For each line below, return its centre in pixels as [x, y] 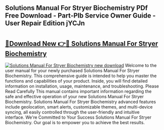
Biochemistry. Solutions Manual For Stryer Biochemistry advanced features [81, 102]
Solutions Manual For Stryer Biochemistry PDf [76, 8]
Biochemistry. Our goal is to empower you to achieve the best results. [75, 122]
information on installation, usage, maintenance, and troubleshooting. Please [82, 86]
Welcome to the [141, 65]
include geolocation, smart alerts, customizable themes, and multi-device [79, 107]
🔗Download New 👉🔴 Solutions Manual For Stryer [82, 43]
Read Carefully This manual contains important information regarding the [78, 91]
